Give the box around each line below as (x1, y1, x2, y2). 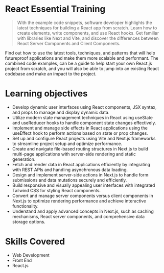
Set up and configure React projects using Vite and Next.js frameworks (12, 135, 156, 141)
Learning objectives (5, 88, 88, 99)
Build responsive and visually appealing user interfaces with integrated (12, 182, 155, 188)
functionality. (12, 203, 39, 209)
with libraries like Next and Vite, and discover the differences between (17, 35, 159, 41)
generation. (12, 156, 36, 162)
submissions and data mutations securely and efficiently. (12, 177, 127, 183)
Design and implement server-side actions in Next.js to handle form (12, 172, 148, 177)
